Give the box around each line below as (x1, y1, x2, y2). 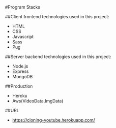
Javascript (12, 34, 34, 39)
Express (12, 68, 29, 74)
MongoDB (12, 74, 33, 79)
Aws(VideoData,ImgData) (12, 98, 64, 104)
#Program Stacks (5, 4, 40, 10)
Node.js (12, 64, 29, 69)
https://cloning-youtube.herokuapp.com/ (12, 117, 95, 123)
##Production (5, 83, 33, 89)
